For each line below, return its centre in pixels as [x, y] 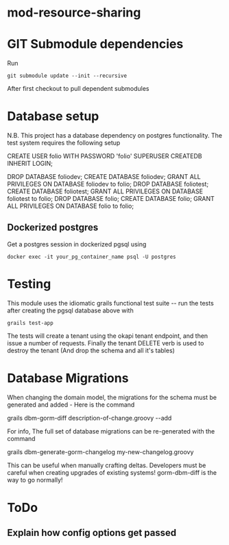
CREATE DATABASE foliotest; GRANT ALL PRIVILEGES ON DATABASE [105, 191]
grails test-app [30, 323]
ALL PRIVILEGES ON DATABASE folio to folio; [71, 206]
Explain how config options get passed [92, 533]
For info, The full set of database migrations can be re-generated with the [111, 431]
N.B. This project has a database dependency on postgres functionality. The [115, 136]
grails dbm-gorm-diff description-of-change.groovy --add [89, 418]
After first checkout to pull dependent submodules [78, 89]
